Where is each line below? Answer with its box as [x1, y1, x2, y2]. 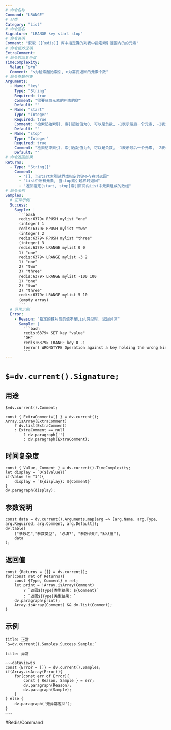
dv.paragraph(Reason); [23, 682, 72, 688]
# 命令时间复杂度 [5, 55, 37, 60]
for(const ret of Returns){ [5, 574, 65, 579]
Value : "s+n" [10, 64, 38, 70]
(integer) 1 [18, 221, 44, 226]
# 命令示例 [5, 188, 25, 193]
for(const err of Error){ [14, 673, 70, 679]
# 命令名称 [5, 7, 25, 13]
